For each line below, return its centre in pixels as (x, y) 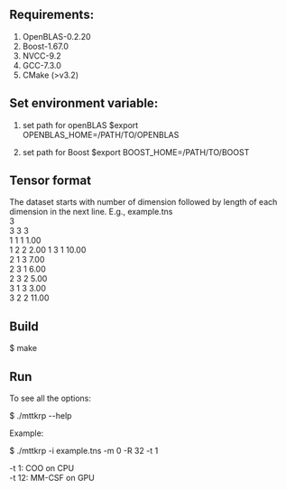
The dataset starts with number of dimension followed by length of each (143, 202)
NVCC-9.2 (42, 55)
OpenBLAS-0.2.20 (57, 36)
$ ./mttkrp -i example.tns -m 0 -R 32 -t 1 (84, 451)
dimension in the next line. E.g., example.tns (91, 212)
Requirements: (52, 15)
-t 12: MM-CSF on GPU (52, 478)
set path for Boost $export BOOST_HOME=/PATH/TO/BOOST (136, 152)
